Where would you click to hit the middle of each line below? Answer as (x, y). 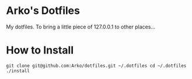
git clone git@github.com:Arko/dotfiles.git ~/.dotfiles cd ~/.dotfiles (96, 66)
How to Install (40, 50)
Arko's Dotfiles (43, 11)
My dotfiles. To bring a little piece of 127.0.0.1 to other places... (81, 27)
